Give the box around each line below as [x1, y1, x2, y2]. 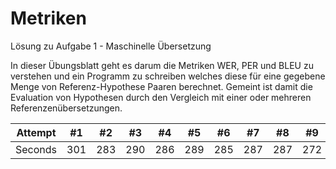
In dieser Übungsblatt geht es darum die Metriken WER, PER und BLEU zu [10, 59, 314, 71]
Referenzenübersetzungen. [10, 102, 123, 114]
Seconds [15, 142, 58, 156]
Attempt [16, 125, 57, 139]
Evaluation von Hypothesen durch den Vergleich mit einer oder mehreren [10, 91, 312, 103]
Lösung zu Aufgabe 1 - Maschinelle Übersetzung [10, 40, 212, 52]
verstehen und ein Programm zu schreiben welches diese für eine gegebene [10, 70, 326, 82]
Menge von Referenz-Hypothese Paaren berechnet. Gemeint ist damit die [10, 80, 313, 92]
